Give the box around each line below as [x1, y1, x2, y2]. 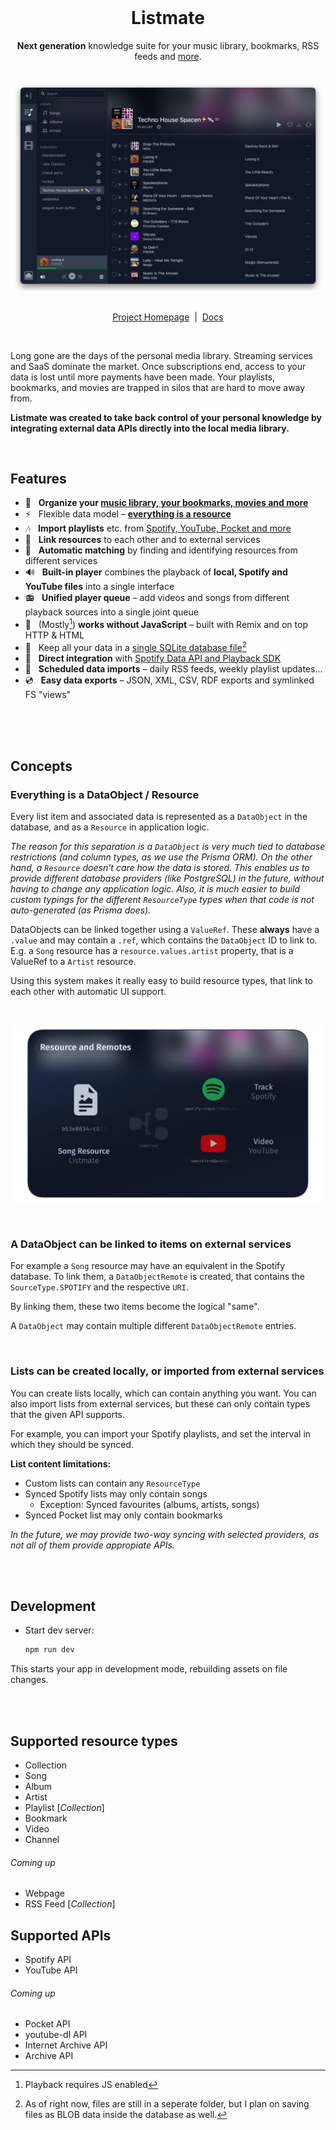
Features [10, 471, 67, 488]
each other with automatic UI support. [10, 986, 167, 998]
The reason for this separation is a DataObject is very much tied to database [10, 841, 326, 853]
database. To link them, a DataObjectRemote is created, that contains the [10, 1271, 306, 1283]
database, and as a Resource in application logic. [10, 821, 210, 833]
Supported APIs [10, 1927, 112, 1944]
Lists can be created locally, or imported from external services [10, 1364, 325, 1378]
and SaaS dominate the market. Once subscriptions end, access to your [10, 360, 307, 372]
